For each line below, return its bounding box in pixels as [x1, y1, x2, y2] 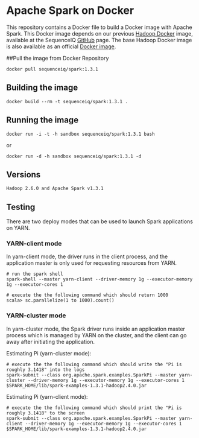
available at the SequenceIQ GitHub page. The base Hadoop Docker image [6, 36, 192, 43]
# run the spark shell [6, 271, 63, 278]
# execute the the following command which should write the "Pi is [6, 361, 182, 367]
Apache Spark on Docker [6, 4, 134, 17]
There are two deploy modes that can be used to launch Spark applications [6, 218, 193, 225]
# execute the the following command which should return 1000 [6, 292, 169, 299]
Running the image [6, 115, 79, 125]
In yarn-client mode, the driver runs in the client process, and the [6, 253, 168, 260]
